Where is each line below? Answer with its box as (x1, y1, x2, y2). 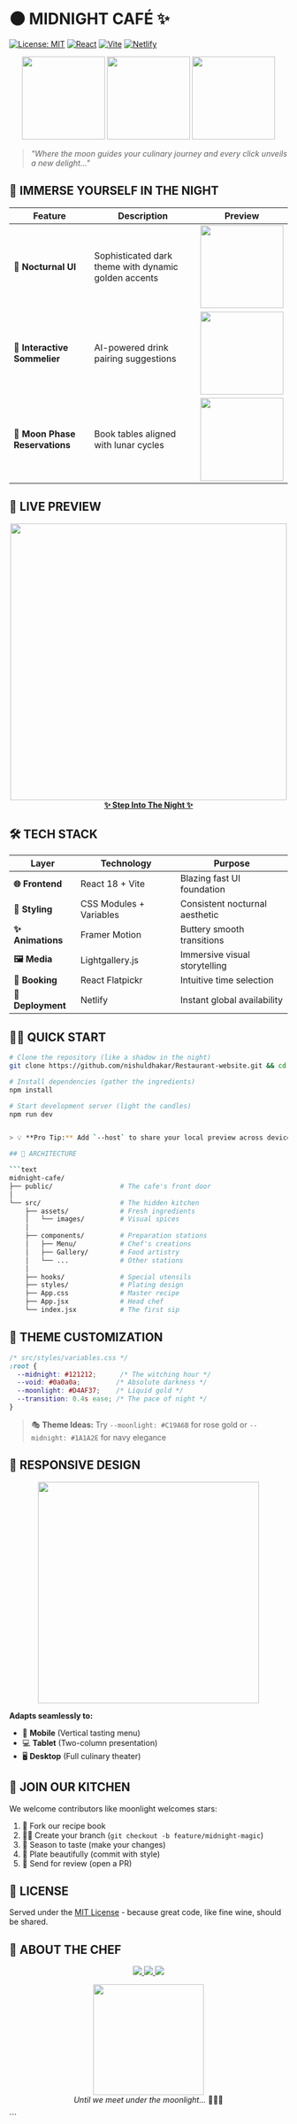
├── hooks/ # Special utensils (25, 1272, 192, 1281)
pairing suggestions (94, 352, 177, 365)
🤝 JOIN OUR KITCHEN (9, 1780, 131, 1795)
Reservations (13, 438, 71, 451)
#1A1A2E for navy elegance (70, 1432, 167, 1442)
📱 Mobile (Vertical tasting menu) (21, 1727, 141, 1738)
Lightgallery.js (80, 954, 140, 967)
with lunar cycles (94, 438, 165, 451)
